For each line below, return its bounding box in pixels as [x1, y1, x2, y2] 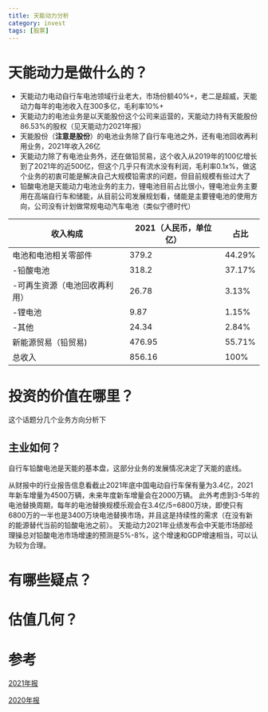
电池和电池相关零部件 [12, 250, 93, 261]
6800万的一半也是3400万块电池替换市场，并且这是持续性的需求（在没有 [8, 510, 246, 520]
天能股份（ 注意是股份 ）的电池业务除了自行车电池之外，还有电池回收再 [19, 131, 251, 141]
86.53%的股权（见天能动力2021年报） [19, 122, 146, 131]
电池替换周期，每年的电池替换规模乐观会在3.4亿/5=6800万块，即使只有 [8, 501, 244, 510]
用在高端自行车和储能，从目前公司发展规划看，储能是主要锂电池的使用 [19, 191, 251, 201]
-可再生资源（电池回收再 [12, 280, 106, 291]
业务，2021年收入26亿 [26, 142, 101, 151]
